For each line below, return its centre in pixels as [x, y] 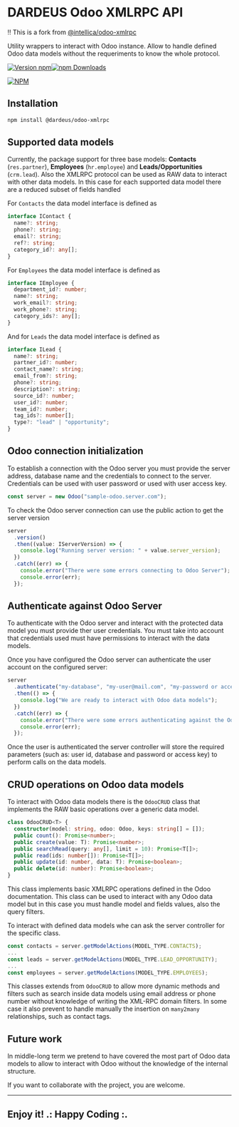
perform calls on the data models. [57, 762]
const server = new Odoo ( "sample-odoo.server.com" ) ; [87, 496]
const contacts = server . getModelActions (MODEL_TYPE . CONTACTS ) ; [105, 946]
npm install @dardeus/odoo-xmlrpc [59, 120]
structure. [22, 1071]
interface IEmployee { [41, 283]
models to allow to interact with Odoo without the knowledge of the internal [118, 1064]
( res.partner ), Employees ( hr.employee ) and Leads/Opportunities [105, 167]
